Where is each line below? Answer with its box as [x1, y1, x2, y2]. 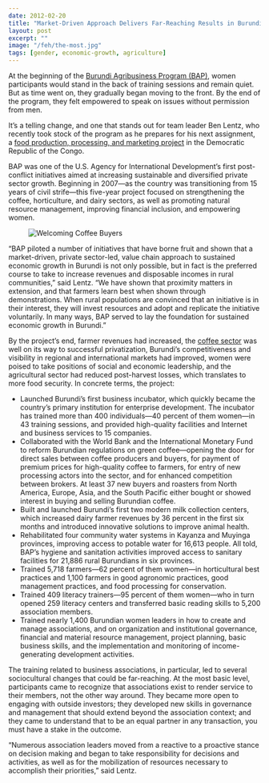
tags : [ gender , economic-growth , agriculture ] [8, 49, 167, 57]
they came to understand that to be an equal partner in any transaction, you [8, 716, 258, 725]
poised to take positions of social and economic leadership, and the [8, 361, 232, 371]
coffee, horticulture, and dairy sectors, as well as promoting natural [8, 196, 231, 205]
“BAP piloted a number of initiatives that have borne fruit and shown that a [8, 244, 254, 253]
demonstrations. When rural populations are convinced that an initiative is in [8, 295, 259, 305]
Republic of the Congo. [8, 146, 85, 155]
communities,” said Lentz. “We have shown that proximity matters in [8, 278, 233, 287]
